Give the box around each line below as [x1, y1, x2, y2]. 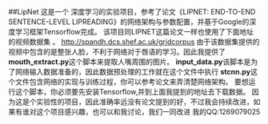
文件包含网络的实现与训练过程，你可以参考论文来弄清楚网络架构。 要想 [14, 77, 249, 86]
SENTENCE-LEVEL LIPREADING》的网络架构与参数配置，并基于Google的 [8, 17, 250, 26]
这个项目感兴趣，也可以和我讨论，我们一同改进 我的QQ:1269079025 [35, 107, 261, 116]
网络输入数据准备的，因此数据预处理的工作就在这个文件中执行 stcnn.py [14, 67, 251, 76]
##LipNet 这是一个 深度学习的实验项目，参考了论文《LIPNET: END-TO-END [8, 7, 256, 16]
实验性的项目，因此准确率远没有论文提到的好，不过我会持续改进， [35, 97, 254, 106]
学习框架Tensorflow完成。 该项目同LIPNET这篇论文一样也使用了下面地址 [14, 27, 254, 36]
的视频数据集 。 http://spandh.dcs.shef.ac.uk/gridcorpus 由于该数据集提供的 [8, 37, 260, 46]
